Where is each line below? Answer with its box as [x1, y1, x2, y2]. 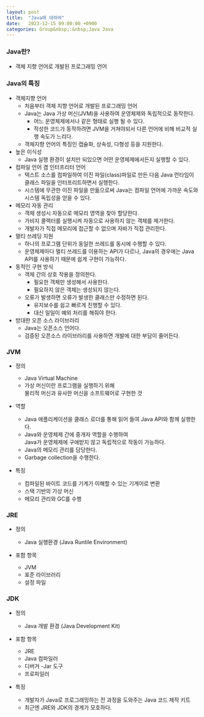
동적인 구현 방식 [15, 263, 53, 270]
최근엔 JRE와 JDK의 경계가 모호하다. [24, 704, 112, 711]
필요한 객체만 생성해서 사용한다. [33, 278, 109, 286]
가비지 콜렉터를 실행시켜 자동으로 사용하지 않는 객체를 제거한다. [24, 217, 175, 224]
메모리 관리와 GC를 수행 [24, 495, 81, 503]
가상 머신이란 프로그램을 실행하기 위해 [24, 382, 115, 389]
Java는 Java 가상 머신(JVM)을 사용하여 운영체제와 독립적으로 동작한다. [24, 110, 195, 117]
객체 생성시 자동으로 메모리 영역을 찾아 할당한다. [24, 209, 139, 216]
